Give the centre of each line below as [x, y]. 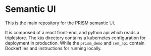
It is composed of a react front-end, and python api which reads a [72, 32]
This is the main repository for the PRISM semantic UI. [60, 23]
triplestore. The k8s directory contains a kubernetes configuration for [75, 38]
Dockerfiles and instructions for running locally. [53, 48]
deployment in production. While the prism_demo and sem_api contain [75, 43]
